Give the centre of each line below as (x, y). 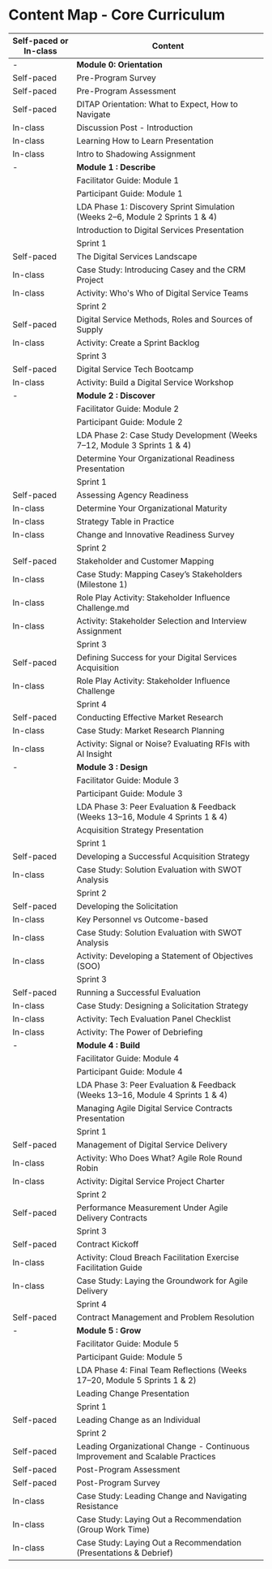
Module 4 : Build (108, 1045)
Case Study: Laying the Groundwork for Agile (162, 1281)
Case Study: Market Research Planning (151, 730)
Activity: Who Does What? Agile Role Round (159, 1157)
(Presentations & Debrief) (125, 1553)
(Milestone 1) (102, 584)
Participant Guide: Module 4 (130, 1071)
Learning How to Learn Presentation (145, 140)
